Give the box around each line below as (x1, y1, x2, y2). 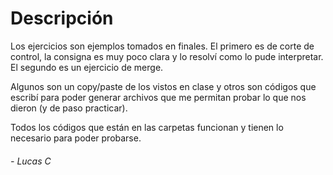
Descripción (10, 7, 114, 30)
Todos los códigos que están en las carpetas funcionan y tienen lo (10, 121, 284, 133)
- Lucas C (10, 155, 52, 167)
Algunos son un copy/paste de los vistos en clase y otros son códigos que (10, 80, 317, 92)
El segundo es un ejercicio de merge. (10, 61, 164, 73)
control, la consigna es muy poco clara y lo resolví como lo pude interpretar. (10, 50, 324, 62)
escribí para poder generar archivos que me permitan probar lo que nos (10, 91, 307, 103)
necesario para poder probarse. (10, 132, 142, 144)
